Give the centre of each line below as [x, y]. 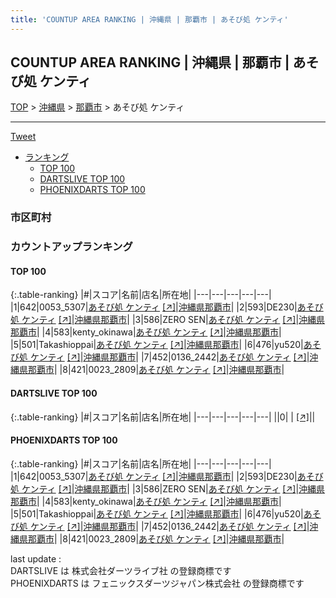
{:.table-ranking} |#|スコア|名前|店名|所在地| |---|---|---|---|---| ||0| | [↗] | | [163, 417]
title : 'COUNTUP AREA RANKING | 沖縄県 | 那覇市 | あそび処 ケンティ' [149, 19]
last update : [36, 558]
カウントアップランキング [71, 247]
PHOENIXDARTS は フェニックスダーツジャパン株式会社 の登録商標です [157, 583]
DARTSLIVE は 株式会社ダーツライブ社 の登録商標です [121, 570]
